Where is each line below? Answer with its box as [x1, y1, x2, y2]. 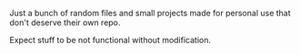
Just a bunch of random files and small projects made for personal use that [9, 8, 291, 18]
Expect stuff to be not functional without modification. [9, 35, 212, 45]
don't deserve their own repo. [9, 17, 121, 28]
